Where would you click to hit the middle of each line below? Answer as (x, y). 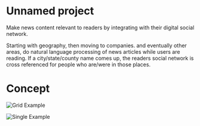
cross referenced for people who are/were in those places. (79, 64)
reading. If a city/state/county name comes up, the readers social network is (100, 58)
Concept (28, 89)
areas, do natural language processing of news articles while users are (93, 51)
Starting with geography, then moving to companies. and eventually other (96, 45)
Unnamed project (50, 11)
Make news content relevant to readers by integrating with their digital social (100, 27)
